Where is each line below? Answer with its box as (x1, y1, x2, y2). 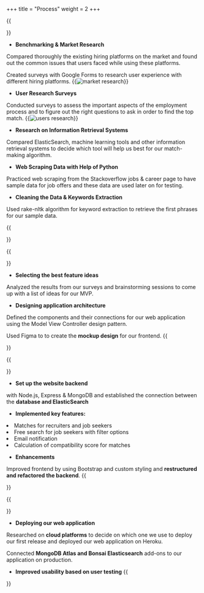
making (6, 152, 26, 158)
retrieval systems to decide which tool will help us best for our (6, 145, 164, 152)
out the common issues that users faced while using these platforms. (6, 60, 181, 66)
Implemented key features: (15, 410, 86, 417)
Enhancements (15, 454, 55, 460)
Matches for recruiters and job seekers (14, 422, 112, 429)
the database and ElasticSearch (6, 398, 89, 405)
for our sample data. (6, 212, 58, 219)
